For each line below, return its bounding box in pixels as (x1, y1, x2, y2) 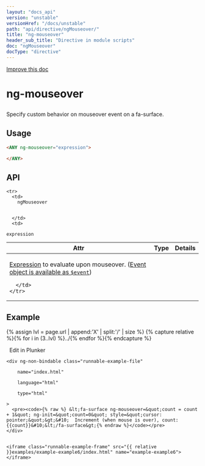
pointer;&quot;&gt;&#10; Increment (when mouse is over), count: (6, 417, 179, 423)
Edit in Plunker (9, 346, 46, 354)
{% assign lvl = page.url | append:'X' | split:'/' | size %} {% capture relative (6, 328, 194, 336)
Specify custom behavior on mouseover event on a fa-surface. (6, 111, 164, 118)
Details (174, 244, 196, 252)
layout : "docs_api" (6, 9, 56, 15)
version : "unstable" (6, 15, 59, 21)
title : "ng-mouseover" (6, 32, 64, 38)
